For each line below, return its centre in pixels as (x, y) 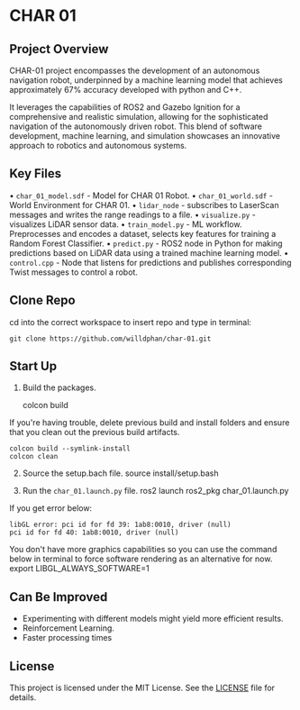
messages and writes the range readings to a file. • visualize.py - (133, 214)
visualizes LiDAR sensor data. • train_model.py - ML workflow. (126, 224)
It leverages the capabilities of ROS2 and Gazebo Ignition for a (125, 107)
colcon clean (34, 457)
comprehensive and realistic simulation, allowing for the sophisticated (139, 117)
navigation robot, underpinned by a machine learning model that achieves (146, 80)
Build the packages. (59, 387)
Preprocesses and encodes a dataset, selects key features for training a (143, 233)
